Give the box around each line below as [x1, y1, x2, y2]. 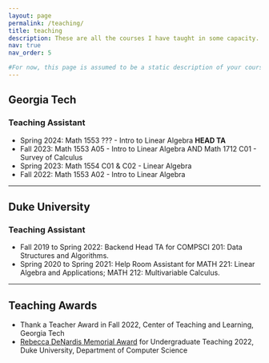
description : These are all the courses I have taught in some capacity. [8, 34, 260, 42]
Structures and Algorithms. [19, 251, 110, 260]
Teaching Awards [8, 298, 98, 313]
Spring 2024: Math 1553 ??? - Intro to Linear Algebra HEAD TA [19, 135, 227, 145]
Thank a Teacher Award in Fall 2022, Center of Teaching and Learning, [19, 320, 254, 329]
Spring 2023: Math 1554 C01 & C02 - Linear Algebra [19, 161, 192, 171]
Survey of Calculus [19, 152, 83, 162]
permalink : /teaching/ [8, 19, 84, 27]
